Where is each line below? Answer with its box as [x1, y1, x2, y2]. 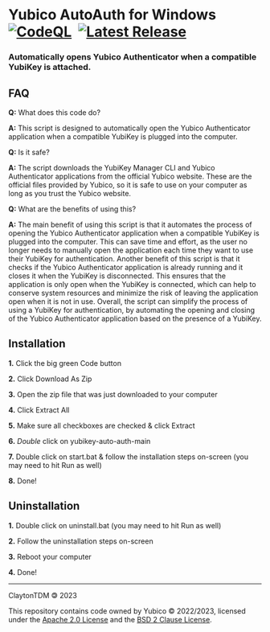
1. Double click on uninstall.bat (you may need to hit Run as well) [8, 520, 222, 530]
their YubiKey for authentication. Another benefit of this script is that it [8, 253, 240, 263]
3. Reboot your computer [8, 552, 92, 561]
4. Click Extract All [8, 404, 70, 415]
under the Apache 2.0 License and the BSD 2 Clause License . [8, 614, 213, 624]
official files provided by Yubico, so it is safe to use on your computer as [8, 179, 247, 190]
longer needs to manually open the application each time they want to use [8, 245, 254, 255]
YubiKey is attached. [8, 62, 92, 73]
